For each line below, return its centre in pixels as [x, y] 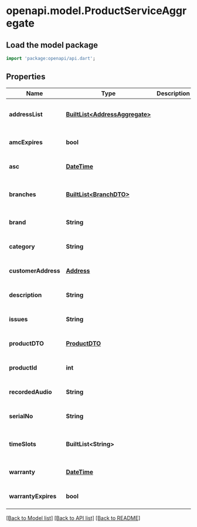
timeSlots [23, 444]
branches [23, 194]
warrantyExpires [33, 496]
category [22, 246]
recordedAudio [30, 392]
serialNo [21, 416]
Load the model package [52, 45]
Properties [26, 77]
